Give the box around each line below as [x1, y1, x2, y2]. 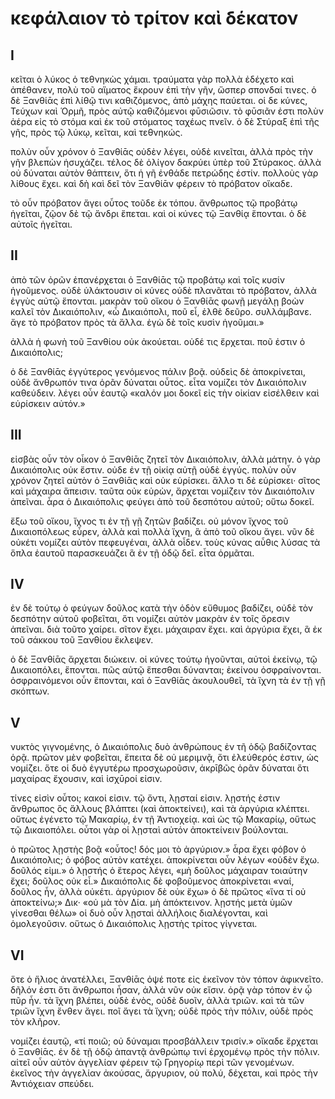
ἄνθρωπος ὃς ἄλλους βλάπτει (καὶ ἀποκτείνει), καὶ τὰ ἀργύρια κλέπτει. [10, 803, 310, 815]
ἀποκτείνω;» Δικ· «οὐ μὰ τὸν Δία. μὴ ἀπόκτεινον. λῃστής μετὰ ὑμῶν [10, 897, 293, 909]
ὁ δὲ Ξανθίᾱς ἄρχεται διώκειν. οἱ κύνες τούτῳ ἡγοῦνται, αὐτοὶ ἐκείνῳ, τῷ [10, 653, 318, 666]
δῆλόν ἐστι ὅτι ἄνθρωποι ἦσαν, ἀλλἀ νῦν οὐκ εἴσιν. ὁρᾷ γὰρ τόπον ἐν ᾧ [10, 984, 313, 996]
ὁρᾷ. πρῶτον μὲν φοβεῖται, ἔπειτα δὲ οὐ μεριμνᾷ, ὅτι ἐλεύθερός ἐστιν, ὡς [10, 752, 319, 764]
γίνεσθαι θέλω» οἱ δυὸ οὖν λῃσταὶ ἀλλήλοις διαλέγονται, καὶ [10, 907, 268, 919]
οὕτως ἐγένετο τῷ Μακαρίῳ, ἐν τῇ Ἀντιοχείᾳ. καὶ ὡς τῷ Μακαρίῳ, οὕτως [10, 813, 317, 826]
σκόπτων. [10, 685, 50, 697]
